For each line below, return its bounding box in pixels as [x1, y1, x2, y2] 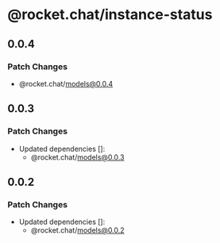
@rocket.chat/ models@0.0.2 [30, 226, 125, 235]
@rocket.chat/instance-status [7, 6, 213, 24]
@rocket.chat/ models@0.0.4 [18, 79, 114, 88]
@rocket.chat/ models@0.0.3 [30, 152, 125, 162]
